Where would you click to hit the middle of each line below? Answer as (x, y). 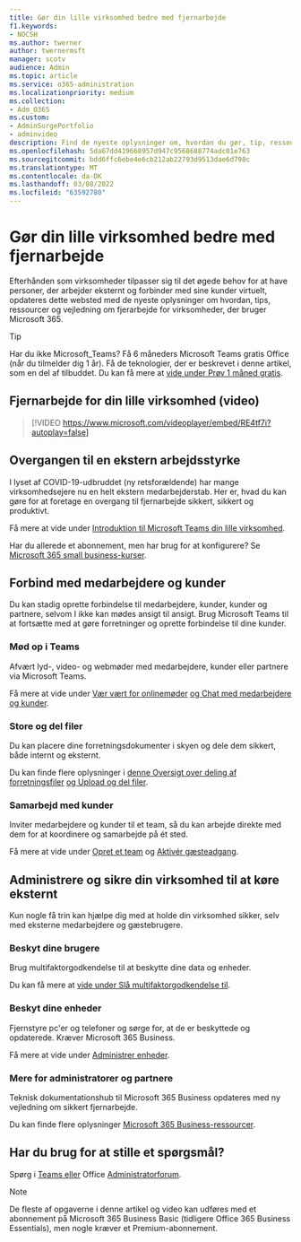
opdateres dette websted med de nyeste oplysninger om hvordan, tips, (140, 300)
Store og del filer (46, 725)
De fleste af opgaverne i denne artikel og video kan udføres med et (133, 1209)
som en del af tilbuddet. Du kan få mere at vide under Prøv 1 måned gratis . (146, 372)
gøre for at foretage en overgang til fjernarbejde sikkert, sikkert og (131, 501)
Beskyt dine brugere (55, 948)
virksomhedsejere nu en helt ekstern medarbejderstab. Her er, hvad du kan (148, 491)
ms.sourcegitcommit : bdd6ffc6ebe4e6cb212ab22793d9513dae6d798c (130, 159)
